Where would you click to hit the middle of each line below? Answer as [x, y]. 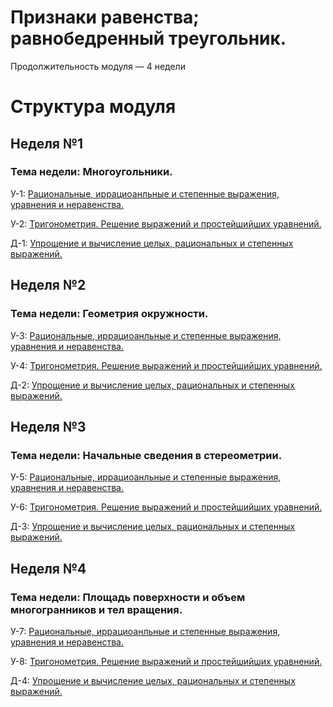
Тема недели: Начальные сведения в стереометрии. [146, 455]
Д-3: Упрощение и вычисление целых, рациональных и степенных [153, 527]
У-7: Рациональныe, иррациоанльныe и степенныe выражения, [145, 631]
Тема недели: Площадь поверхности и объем [128, 597]
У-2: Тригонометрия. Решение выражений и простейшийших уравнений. [166, 223]
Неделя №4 [48, 568]
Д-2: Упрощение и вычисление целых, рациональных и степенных [152, 385]
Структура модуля [93, 107]
